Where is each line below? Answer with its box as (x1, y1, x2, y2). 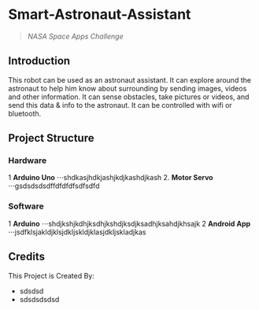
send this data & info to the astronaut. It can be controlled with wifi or (8, 100, 232, 109)
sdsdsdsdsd (19, 294, 60, 304)
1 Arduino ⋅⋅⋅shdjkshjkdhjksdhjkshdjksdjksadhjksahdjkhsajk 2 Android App (8, 219, 251, 228)
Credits (8, 250, 46, 264)
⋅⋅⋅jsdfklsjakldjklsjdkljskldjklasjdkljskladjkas (8, 227, 146, 237)
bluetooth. (8, 109, 42, 118)
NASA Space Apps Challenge (27, 31, 124, 41)
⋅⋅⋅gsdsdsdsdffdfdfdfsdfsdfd (8, 181, 100, 190)
